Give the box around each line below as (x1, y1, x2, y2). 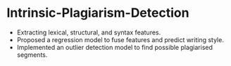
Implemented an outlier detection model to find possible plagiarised (16, 43, 213, 51)
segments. (16, 51, 48, 59)
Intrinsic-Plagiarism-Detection (6, 5, 189, 21)
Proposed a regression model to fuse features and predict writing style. (16, 35, 225, 44)
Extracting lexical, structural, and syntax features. (16, 28, 161, 37)
